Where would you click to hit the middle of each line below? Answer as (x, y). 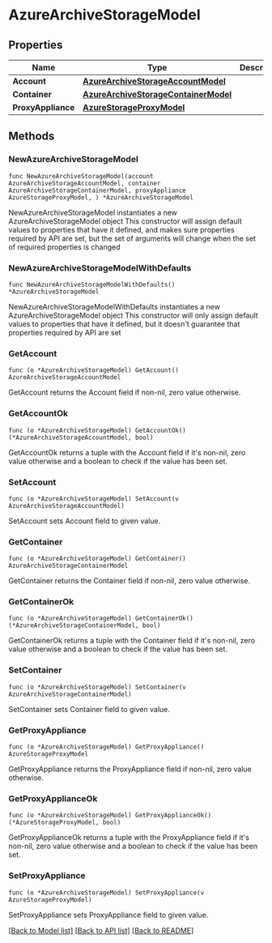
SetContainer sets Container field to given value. (89, 709)
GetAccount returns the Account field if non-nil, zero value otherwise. (125, 393)
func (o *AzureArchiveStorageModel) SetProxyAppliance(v (106, 893)
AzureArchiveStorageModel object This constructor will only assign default (133, 315)
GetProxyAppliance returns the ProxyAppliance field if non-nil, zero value (130, 769)
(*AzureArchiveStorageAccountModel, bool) (81, 437)
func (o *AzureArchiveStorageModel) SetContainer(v (97, 687)
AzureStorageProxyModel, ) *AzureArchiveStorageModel (101, 197)
